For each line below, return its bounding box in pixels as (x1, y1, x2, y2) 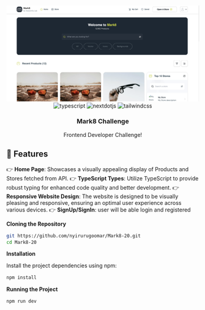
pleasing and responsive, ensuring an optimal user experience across (6, 199, 182, 206)
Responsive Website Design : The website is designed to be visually (6, 193, 179, 200)
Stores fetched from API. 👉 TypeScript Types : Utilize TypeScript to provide (6, 174, 199, 182)
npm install (6, 275, 37, 281)
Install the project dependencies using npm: (6, 262, 117, 270)
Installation (6, 250, 35, 257)
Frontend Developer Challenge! (63, 131, 143, 138)
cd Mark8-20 (6, 239, 37, 245)
